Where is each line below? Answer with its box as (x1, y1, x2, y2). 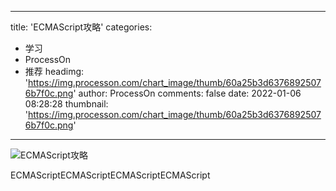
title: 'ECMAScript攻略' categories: (10, 21, 153, 33)
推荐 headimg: (24, 66, 85, 77)
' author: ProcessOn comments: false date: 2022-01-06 (73, 87, 302, 99)
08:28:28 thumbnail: (24, 98, 109, 110)
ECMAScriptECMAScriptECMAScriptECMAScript (10, 169, 211, 181)
